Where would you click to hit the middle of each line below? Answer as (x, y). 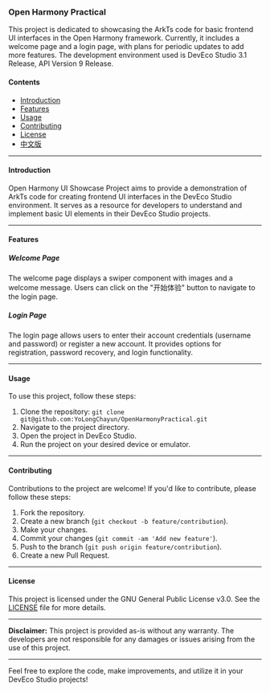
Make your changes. (54, 530)
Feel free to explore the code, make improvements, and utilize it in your (126, 670)
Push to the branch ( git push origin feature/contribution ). (121, 547)
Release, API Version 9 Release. (61, 63)
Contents (24, 82)
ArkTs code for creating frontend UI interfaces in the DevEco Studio (120, 196)
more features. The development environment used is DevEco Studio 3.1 (128, 55)
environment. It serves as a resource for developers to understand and (125, 205)
